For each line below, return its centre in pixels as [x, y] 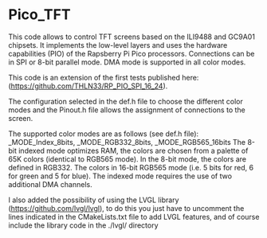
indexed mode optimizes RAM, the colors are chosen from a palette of [133, 150]
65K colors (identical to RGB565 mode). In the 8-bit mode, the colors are [128, 159]
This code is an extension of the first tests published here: [104, 77]
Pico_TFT [39, 15]
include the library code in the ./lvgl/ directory [83, 225]
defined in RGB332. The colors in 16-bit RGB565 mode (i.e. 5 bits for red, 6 [131, 167]
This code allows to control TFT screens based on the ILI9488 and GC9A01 [132, 37]
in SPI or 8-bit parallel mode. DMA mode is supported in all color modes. [127, 62]
